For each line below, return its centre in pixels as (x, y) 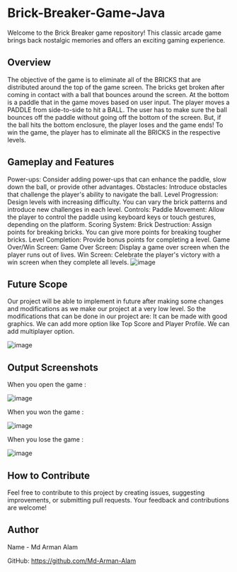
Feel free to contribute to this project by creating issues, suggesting (106, 493)
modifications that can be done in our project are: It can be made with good (117, 316)
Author (23, 530)
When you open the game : (47, 385)
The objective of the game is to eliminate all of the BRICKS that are (104, 79)
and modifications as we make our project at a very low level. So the (107, 309)
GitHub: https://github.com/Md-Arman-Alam (72, 561)
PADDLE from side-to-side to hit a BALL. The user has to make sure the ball (117, 110)
